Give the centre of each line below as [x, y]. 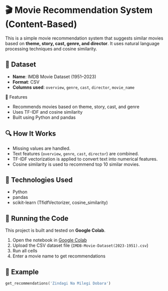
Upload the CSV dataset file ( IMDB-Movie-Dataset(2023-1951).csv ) [80, 245]
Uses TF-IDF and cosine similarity [47, 112]
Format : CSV [26, 82]
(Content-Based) [41, 24]
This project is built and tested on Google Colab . [55, 230]
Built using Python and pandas [44, 117]
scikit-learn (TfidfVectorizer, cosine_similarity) [60, 203]
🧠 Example [22, 272]
